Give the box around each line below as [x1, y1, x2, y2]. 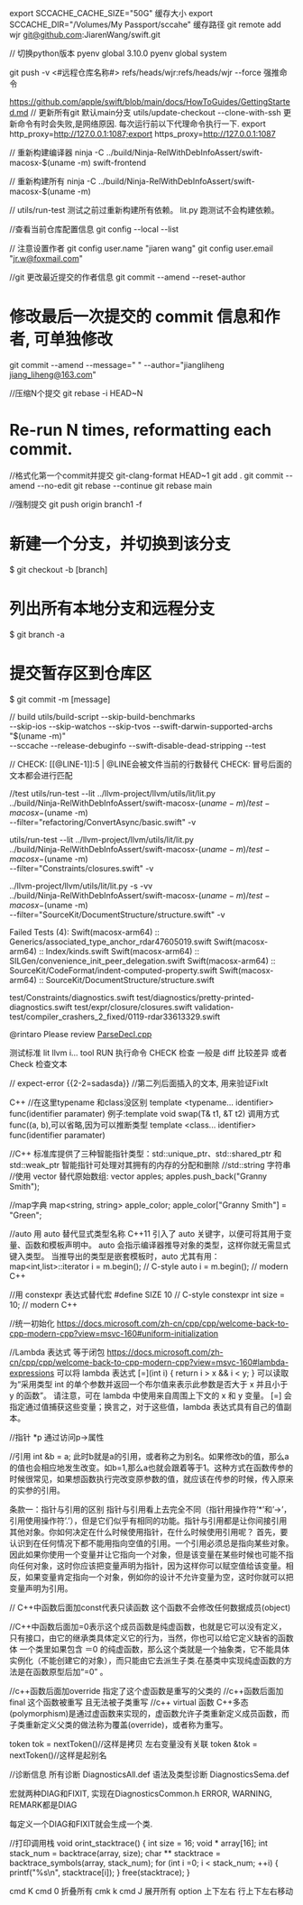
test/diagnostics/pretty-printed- [136, 991, 255, 1003]
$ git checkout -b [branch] [9, 564, 108, 575]
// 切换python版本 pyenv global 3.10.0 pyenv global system [9, 48, 227, 59]
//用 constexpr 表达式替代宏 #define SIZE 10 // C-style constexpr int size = [9, 1289, 286, 1300]
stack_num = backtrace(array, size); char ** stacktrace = [9, 1847, 221, 1858]
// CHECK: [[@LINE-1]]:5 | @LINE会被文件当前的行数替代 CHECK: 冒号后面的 [9, 759, 293, 769]
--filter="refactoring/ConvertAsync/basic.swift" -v [9, 816, 197, 827]
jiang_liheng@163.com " [9, 369, 96, 380]
